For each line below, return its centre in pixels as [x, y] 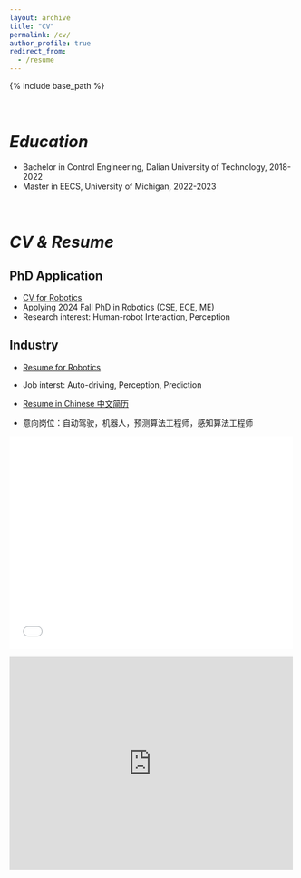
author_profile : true [50, 43]
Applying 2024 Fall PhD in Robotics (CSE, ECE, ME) [118, 307]
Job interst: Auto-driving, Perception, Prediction [112, 385]
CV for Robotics [52, 297]
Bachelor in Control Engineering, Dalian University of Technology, [145, 167]
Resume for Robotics [62, 367]
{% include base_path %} [57, 86]
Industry [34, 345]
